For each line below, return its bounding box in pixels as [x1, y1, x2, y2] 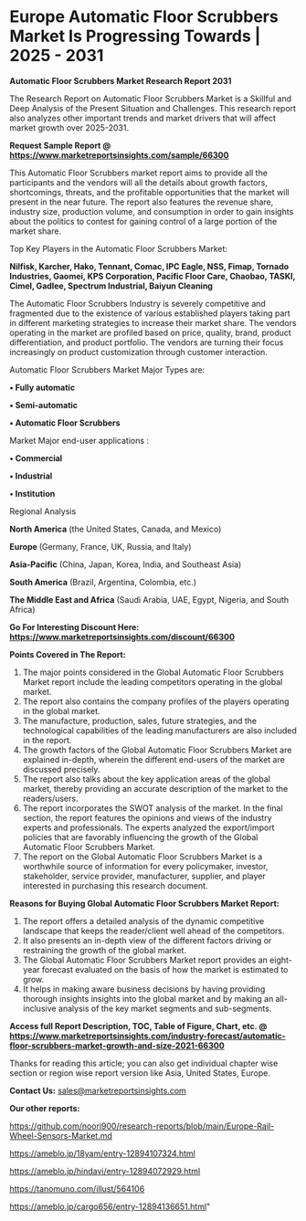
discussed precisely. [22, 763, 100, 774]
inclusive [22, 1003, 57, 1014]
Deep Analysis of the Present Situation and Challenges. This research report [9, 102, 297, 113]
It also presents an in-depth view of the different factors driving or [22, 934, 272, 946]
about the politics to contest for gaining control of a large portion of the [9, 216, 278, 226]
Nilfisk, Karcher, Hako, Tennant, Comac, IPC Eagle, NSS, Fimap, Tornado [9, 260, 290, 271]
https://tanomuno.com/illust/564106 [9, 1183, 145, 1194]
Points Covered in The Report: [9, 648, 126, 659]
